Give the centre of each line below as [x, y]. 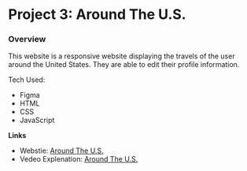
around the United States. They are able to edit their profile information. [124, 65]
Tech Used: [27, 80]
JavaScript [37, 121]
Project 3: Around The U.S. [97, 15]
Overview [27, 39]
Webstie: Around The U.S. [61, 151]
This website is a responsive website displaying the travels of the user [122, 56]
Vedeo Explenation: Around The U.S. [79, 159]
